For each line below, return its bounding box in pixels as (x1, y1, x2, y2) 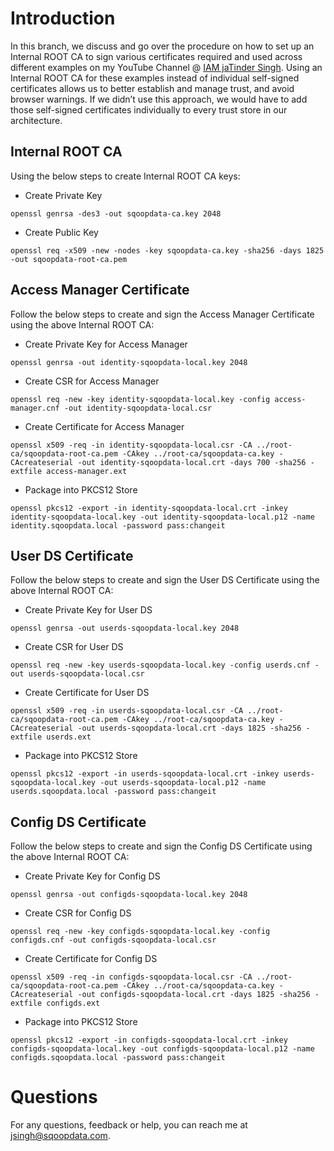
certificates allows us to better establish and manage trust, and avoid (10, 82, 295, 94)
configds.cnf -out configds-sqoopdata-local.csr (10, 935, 217, 946)
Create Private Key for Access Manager (24, 338, 188, 350)
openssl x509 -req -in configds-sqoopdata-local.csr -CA (10, 972, 253, 982)
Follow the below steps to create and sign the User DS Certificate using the (10, 574, 320, 586)
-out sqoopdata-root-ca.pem (10, 254, 128, 264)
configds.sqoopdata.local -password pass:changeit (10, 1053, 226, 1063)
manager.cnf (10, 403, 60, 413)
